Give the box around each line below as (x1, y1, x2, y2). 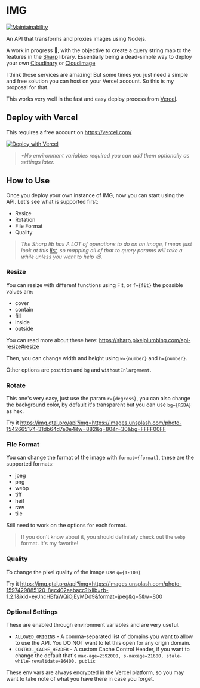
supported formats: (6, 460, 54, 467)
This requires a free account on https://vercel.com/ (6, 128, 132, 135)
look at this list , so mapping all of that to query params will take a (20, 246, 183, 254)
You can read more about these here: (6, 336, 98, 343)
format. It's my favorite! (20, 540, 79, 547)
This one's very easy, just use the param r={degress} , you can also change (6, 395, 191, 402)
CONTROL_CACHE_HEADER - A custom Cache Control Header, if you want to (14, 645, 190, 653)
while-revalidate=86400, (14, 659, 77, 665)
